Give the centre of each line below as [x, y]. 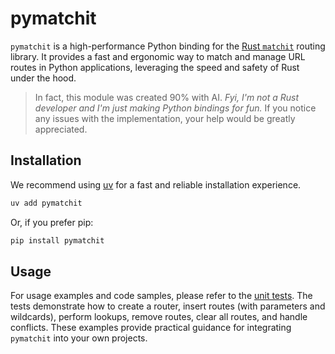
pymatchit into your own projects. [79, 338]
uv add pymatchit [46, 203]
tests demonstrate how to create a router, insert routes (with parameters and [168, 306]
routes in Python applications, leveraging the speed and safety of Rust [155, 67]
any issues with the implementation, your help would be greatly [165, 118]
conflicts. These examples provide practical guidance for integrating [151, 328]
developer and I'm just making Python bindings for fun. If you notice [175, 108]
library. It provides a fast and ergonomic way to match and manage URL [158, 56]
